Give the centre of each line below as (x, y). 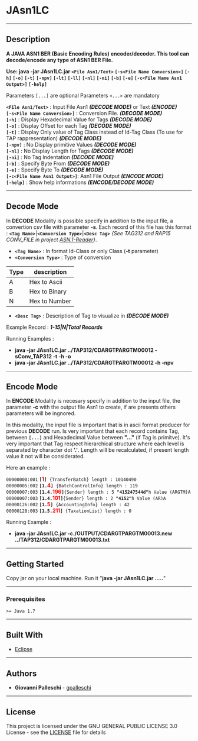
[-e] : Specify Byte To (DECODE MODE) (55, 170)
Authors (22, 673)
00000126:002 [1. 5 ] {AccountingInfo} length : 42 (68, 504)
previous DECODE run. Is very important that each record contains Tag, (93, 431)
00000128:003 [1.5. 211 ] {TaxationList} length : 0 (69, 511)
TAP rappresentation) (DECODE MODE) (54, 138)
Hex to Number (50, 301)
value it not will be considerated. (46, 457)
